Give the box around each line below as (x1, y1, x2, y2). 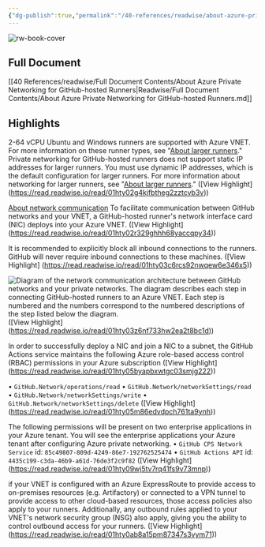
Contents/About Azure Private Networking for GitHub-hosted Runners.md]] (8, 94, 252, 103)
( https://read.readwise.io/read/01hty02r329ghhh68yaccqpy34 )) (8, 228, 217, 238)
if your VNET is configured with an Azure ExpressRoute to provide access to (8, 479, 256, 489)
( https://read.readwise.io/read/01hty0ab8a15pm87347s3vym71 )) (8, 530, 218, 539)
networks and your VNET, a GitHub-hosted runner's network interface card (8, 212, 252, 221)
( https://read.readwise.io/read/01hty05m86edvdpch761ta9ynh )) (8, 407, 216, 417)
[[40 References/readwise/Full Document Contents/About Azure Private (8, 77, 242, 87)
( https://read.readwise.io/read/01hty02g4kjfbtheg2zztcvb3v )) (8, 188, 209, 197)
